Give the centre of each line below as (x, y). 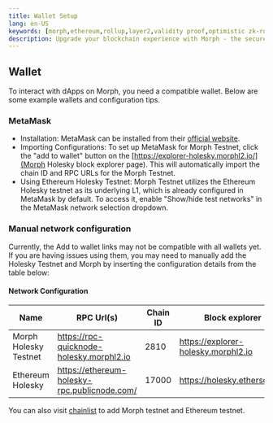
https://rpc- (80, 336)
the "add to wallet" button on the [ (77, 156)
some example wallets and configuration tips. (84, 100)
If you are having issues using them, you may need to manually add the (128, 255)
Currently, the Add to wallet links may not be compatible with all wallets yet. (135, 246)
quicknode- (80, 347)
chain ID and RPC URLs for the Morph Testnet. (98, 173)
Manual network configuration (70, 229)
